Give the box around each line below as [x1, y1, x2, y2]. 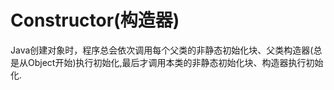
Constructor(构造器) [10, 9, 180, 32]
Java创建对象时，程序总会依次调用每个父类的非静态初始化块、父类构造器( [10, 44, 314, 56]
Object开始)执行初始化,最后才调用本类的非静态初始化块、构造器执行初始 [27, 56, 324, 68]
